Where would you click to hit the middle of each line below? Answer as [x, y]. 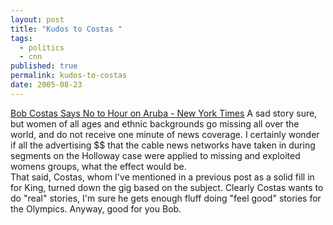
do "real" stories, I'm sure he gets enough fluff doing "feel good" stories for [166, 198]
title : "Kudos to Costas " [66, 29]
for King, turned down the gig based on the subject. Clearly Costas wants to [167, 187]
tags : [21, 38]
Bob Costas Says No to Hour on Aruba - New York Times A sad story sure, [164, 113]
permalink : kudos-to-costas [69, 76]
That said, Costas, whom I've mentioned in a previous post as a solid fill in [162, 177]
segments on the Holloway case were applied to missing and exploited [155, 155]
